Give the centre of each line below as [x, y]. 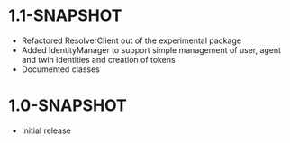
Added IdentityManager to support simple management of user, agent [151, 49]
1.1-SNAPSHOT [65, 16]
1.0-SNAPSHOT [68, 106]
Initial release [46, 130]
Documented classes [60, 69]
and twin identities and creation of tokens [99, 59]
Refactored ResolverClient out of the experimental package [131, 40]
